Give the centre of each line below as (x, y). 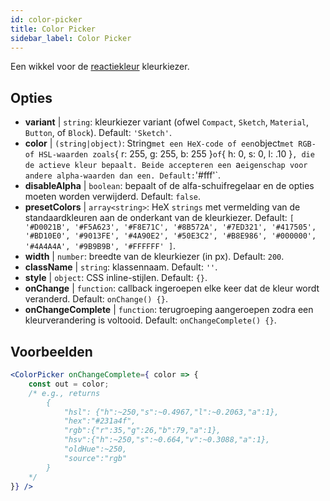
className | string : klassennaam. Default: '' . (121, 267)
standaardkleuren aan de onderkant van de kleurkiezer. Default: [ (159, 218)
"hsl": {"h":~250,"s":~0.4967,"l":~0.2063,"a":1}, (171, 412)
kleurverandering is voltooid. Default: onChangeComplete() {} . (150, 320)
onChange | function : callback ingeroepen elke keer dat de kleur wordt (172, 288)
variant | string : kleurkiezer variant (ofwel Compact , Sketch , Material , (167, 122)
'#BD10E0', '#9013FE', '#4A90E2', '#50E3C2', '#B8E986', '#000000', (170, 236)
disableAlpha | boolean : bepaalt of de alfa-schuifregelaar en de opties (169, 186)
